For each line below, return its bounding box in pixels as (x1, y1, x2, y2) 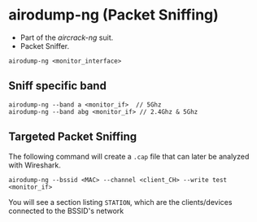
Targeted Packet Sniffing (8, 130, 137, 144)
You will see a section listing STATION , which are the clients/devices (8, 197, 233, 207)
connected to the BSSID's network (8, 206, 124, 215)
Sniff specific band (8, 79, 107, 93)
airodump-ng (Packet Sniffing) (8, 6, 220, 24)
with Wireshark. (8, 160, 61, 170)
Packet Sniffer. (20, 41, 70, 50)
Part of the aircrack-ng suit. (20, 33, 114, 42)
